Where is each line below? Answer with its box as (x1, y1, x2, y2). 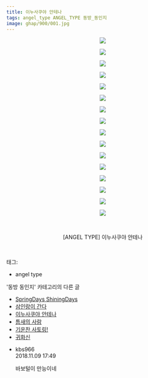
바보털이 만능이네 (15, 365, 57, 372)
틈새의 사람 (15, 318, 42, 325)
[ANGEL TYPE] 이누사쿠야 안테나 (62, 233, 143, 241)
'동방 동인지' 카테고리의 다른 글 (6, 283, 80, 291)
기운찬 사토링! (15, 326, 49, 333)
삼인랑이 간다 (15, 303, 47, 310)
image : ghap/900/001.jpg (6, 20, 70, 26)
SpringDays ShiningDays (15, 295, 78, 303)
